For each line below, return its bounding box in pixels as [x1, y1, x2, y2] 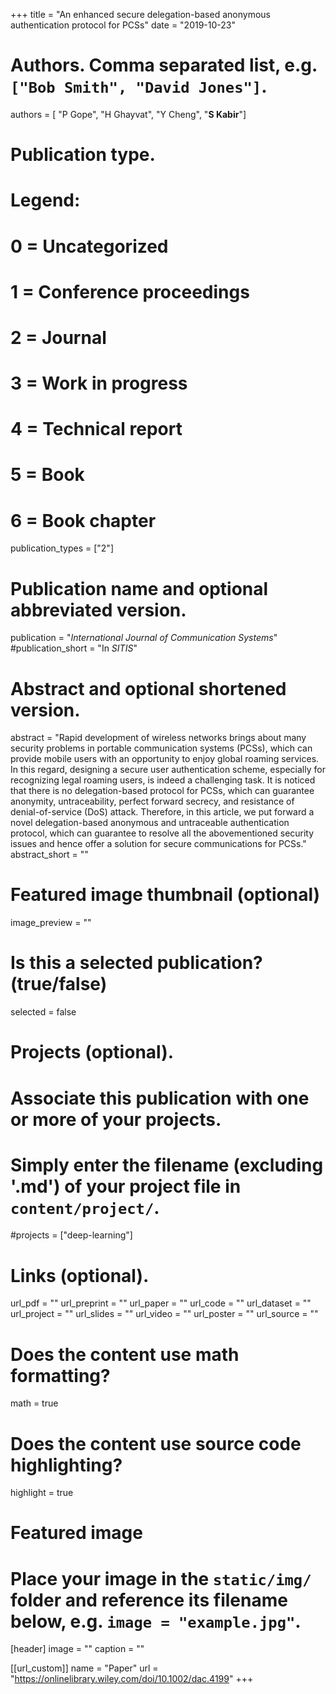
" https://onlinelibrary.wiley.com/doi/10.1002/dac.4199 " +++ [10, 1673, 254, 1685]
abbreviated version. [10, 599, 187, 621]
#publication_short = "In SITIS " [10, 642, 138, 654]
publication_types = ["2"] [10, 542, 114, 554]
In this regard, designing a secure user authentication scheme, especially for [10, 764, 326, 776]
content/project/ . [10, 1196, 160, 1219]
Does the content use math [10, 1343, 240, 1366]
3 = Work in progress [10, 372, 188, 395]
